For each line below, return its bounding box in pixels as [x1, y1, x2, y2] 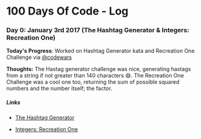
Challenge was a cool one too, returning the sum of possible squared [6, 78, 180, 86]
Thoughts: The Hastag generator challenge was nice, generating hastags [6, 66, 191, 73]
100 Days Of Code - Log [6, 4, 129, 18]
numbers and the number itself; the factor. [6, 85, 113, 92]
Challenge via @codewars [6, 53, 72, 61]
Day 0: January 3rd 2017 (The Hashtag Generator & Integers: [6, 26, 190, 35]
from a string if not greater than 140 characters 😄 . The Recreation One [6, 72, 185, 80]
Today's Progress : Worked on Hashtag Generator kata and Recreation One [6, 47, 195, 55]
